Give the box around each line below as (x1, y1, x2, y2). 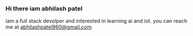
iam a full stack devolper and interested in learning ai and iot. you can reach (5, 18, 188, 25)
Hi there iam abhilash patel (5, 5, 83, 13)
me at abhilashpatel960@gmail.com (5, 23, 92, 30)
